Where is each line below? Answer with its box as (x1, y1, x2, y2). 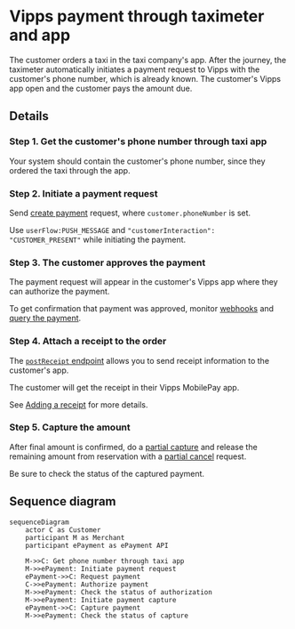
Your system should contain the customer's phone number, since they (9, 156, 266, 166)
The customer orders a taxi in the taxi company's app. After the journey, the (9, 54, 287, 65)
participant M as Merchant (25, 533, 125, 542)
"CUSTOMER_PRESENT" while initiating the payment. (9, 234, 187, 245)
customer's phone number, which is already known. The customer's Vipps (9, 73, 282, 84)
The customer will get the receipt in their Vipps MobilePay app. (9, 382, 240, 392)
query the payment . (9, 313, 82, 324)
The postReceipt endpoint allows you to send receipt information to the (9, 355, 269, 366)
